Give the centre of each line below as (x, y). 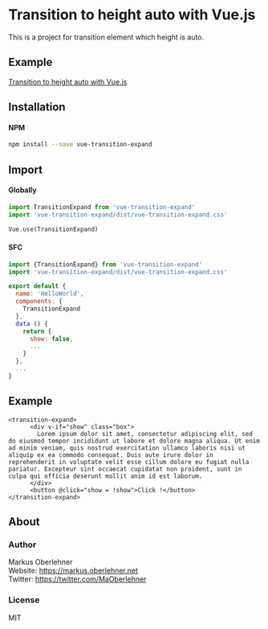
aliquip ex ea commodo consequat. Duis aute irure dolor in (111, 455)
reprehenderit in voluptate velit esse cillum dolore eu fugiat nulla (129, 462)
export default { (37, 286)
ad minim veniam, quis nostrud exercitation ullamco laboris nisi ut (127, 448)
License (24, 600)
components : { (39, 302)
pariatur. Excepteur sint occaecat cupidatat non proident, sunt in (125, 469)
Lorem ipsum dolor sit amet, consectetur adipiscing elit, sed (145, 434)
